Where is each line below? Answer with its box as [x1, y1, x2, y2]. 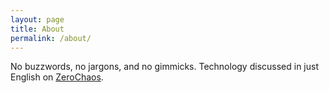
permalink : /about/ [10, 33, 92, 43]
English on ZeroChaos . [10, 71, 104, 83]
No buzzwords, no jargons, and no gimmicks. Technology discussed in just [10, 61, 319, 73]
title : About [10, 24, 65, 34]
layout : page [10, 14, 65, 25]
